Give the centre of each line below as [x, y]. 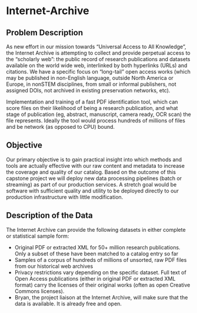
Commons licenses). [39, 291]
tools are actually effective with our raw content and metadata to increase [96, 165]
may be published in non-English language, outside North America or [90, 78]
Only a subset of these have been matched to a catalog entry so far [96, 254]
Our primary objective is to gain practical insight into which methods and [94, 159]
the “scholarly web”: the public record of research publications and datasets [98, 59]
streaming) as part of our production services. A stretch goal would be [91, 184]
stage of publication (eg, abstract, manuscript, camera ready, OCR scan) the [98, 114]
